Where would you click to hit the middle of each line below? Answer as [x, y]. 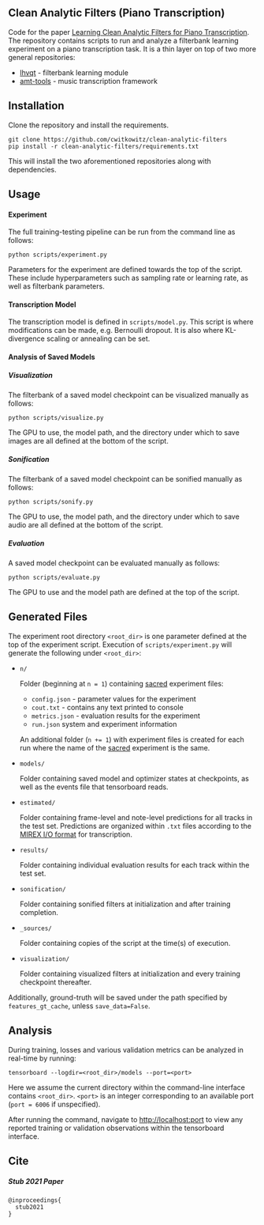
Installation [36, 106]
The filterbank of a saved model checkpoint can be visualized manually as [128, 395]
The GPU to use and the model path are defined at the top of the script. [124, 592]
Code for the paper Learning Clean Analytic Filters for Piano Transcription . [129, 32]
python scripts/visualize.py [56, 418]
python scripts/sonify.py [50, 501]
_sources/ [36, 928]
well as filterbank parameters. [56, 286]
